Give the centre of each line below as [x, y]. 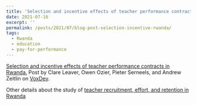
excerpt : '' [21, 22]
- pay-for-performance [39, 50]
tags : [13, 33]
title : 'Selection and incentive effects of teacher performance [87, 11]
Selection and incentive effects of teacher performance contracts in [88, 66]
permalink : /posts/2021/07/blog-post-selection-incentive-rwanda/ [89, 28]
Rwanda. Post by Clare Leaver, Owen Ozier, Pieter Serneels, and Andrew [94, 72]
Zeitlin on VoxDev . [28, 78]
